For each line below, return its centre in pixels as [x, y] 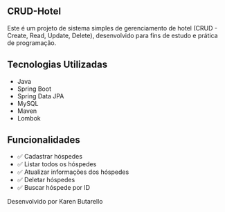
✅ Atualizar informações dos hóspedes [73, 172]
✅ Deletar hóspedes [46, 180]
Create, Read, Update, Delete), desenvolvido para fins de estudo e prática [112, 35]
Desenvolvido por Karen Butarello [55, 202]
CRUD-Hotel [34, 11]
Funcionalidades [44, 140]
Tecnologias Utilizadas [57, 65]
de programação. [32, 43]
